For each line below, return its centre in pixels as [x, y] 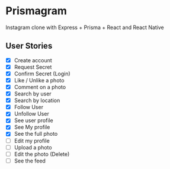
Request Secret [33, 67]
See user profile [34, 120]
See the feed [30, 161]
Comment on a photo [40, 87]
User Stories [29, 46]
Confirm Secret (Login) [42, 74]
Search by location [37, 101]
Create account [33, 60]
